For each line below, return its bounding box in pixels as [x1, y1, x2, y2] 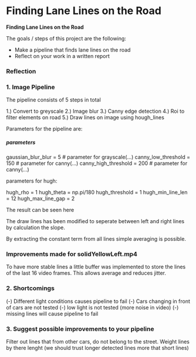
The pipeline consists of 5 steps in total [6, 96, 101, 103]
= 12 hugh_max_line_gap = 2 [6, 195, 75, 202]
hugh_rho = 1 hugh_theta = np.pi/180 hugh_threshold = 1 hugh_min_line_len [6, 189, 188, 196]
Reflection [6, 67, 36, 75]
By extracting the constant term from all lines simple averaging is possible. [6, 235, 187, 243]
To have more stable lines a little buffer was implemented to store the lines [6, 263, 186, 271]
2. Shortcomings [6, 284, 55, 292]
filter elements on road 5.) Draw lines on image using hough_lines [6, 114, 164, 121]
